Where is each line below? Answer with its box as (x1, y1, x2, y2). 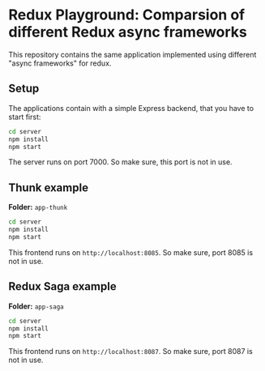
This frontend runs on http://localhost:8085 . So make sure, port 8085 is (8, 247, 254, 257)
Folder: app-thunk (8, 203, 68, 212)
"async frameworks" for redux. (8, 58, 112, 68)
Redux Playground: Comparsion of (8, 6, 246, 24)
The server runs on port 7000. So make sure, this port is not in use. (8, 157, 233, 167)
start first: (8, 112, 41, 122)
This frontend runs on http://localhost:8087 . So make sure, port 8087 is (8, 347, 253, 356)
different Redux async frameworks (8, 23, 247, 41)
